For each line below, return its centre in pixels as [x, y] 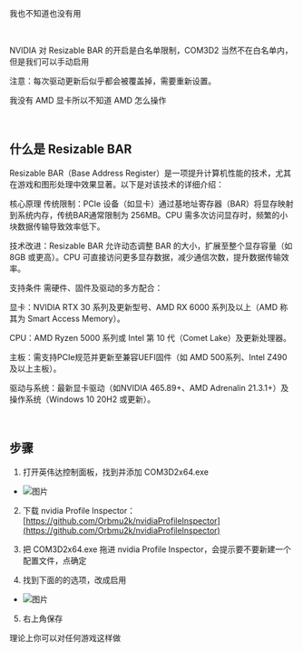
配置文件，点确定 [54, 560]
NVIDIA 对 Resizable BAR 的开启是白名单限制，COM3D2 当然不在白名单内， [151, 50]
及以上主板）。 [35, 368]
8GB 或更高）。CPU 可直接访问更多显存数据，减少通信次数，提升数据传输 [145, 256]
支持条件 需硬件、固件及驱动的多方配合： [86, 287]
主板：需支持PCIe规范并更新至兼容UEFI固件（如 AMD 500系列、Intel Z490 [148, 356]
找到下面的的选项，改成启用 [74, 579]
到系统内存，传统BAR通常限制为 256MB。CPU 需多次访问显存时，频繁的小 [149, 215]
